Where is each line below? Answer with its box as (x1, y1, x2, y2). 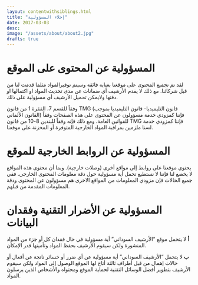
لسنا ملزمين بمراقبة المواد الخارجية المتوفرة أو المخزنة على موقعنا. (6, 123, 154, 130)
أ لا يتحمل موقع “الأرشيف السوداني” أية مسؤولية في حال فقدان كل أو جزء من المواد (6, 235, 190, 243)
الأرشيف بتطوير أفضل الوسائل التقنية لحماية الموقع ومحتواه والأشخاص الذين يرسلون (6, 266, 191, 273)
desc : (6, 25, 20, 31)
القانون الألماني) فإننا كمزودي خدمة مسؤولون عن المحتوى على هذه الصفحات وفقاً (6, 111, 185, 118)
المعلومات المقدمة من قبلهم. (6, 182, 70, 189)
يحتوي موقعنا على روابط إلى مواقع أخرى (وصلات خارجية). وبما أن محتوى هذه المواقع (6, 163, 192, 171)
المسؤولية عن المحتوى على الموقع (6, 61, 155, 75)
